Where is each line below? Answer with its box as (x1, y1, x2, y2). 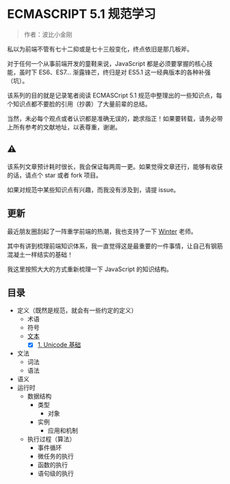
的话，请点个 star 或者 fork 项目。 (7, 171, 103, 179)
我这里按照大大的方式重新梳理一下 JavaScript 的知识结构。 (7, 265, 173, 273)
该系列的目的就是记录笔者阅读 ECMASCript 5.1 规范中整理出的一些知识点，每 (7, 91, 222, 100)
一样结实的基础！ (25, 250, 73, 258)
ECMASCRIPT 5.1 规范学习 (7, 6, 156, 22)
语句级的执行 (37, 470, 74, 478)
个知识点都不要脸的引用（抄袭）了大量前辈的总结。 (7, 100, 151, 108)
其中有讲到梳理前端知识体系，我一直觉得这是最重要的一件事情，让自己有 (7, 242, 211, 250)
